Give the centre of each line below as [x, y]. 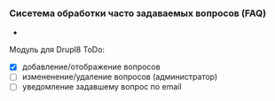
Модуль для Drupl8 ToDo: [57, 50]
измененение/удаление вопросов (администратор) [120, 77]
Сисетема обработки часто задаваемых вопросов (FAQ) [138, 13]
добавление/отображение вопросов [91, 67]
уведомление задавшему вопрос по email [102, 87]
